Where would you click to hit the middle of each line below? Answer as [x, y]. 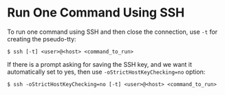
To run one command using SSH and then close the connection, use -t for [112, 32]
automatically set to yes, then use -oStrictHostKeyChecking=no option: [106, 72]
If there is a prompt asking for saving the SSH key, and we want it [100, 64]
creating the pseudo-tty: [42, 39]
